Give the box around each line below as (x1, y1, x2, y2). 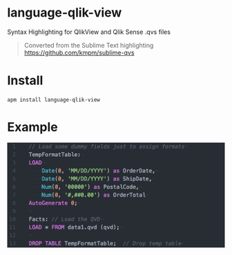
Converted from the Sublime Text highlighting (23, 41, 154, 49)
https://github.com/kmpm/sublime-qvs (23, 48, 135, 57)
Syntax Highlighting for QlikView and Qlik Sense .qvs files (7, 28, 171, 36)
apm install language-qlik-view (7, 96, 100, 103)
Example (7, 120, 58, 135)
